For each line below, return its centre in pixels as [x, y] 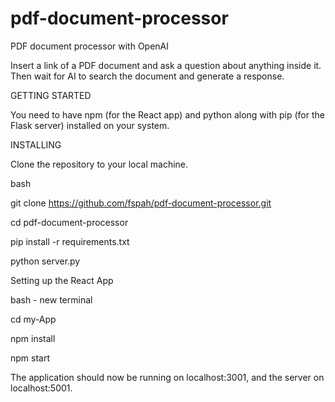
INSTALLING [36, 144]
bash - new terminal [51, 299]
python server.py [45, 261]
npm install [33, 338]
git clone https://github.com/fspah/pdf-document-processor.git [141, 203]
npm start [30, 358]
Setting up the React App [62, 280]
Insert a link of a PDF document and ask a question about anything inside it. [166, 65]
